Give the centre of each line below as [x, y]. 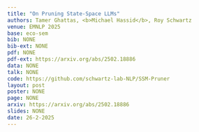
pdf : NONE [22, 53]
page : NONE [23, 98]
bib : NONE [22, 40]
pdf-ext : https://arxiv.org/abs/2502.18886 [72, 59]
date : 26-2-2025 [31, 117]
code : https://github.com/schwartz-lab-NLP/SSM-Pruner [89, 79]
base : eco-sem [28, 33]
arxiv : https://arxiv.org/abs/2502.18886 [68, 105]
